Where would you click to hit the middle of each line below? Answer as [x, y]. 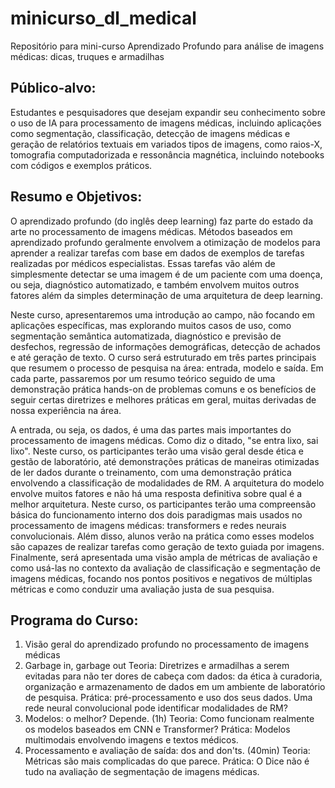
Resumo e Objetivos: [76, 197]
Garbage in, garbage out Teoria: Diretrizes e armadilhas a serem [157, 666]
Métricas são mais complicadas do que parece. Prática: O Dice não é [167, 761]
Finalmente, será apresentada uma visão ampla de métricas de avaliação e [164, 557]
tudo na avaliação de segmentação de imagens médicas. [142, 772]
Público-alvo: [53, 88]
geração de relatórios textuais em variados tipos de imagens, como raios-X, [166, 144]
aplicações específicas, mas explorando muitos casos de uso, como [151, 325]
